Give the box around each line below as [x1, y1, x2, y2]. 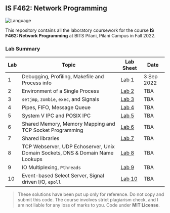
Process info [22, 79, 52, 86]
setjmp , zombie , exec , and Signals [22, 96, 100, 103]
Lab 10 [120, 175, 138, 182]
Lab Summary [5, 45, 40, 52]
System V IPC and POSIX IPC [22, 112, 91, 119]
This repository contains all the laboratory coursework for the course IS [5, 27, 154, 33]
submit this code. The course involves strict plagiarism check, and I [17, 197, 158, 203]
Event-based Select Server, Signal [22, 172, 105, 179]
